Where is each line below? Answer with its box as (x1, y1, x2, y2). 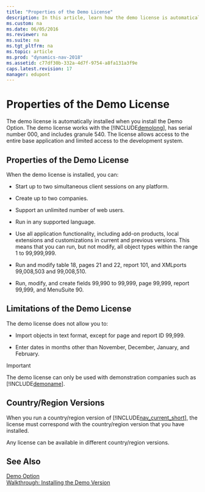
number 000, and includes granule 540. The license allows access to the (6, 130, 189, 138)
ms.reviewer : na (6, 32, 48, 38)
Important (6, 362, 31, 369)
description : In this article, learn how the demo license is (6, 15, 168, 21)
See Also (6, 457, 41, 467)
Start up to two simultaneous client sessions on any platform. (15, 183, 169, 190)
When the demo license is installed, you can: (6, 171, 119, 178)
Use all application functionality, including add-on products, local (15, 230, 179, 237)
